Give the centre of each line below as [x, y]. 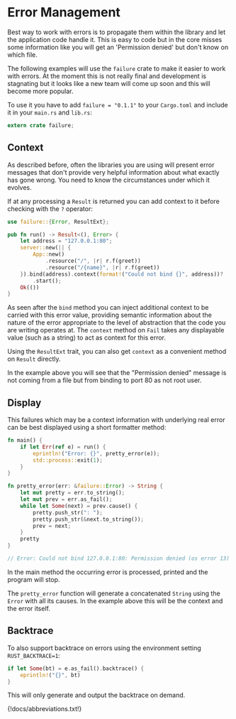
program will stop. [34, 579]
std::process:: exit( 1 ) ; [68, 460]
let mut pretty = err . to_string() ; [73, 493]
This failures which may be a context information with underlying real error [116, 420]
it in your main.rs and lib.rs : [50, 112]
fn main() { [25, 440]
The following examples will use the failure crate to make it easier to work [117, 68]
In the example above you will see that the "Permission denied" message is [117, 373]
